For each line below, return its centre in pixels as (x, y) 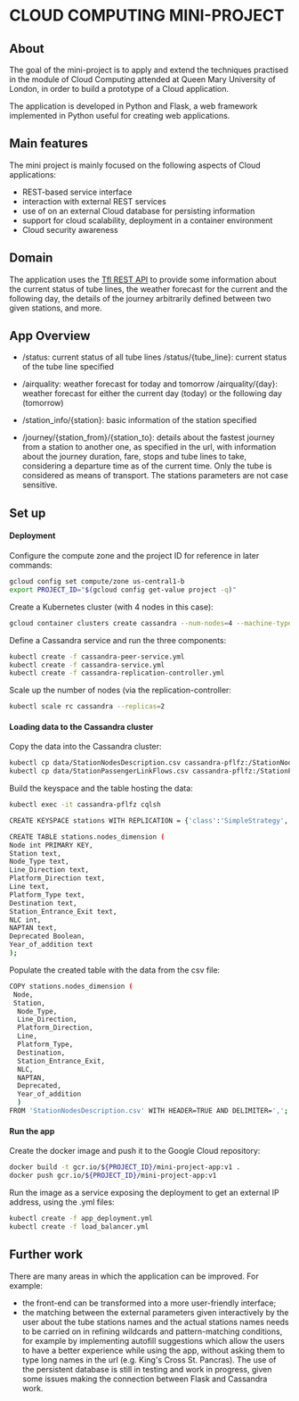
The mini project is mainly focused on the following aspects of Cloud (135, 165)
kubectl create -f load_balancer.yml (79, 1227)
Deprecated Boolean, (48, 937)
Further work (46, 1255)
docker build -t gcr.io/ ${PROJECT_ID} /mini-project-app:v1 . (125, 1167)
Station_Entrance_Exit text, (63, 911)
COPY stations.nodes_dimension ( (71, 986)
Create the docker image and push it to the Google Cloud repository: (135, 1151)
